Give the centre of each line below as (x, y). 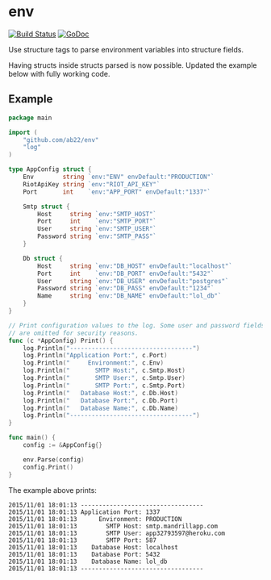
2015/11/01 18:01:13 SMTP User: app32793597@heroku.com (117, 533)
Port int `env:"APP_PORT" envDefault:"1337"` (117, 192)
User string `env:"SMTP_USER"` (97, 229)
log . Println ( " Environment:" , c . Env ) (93, 363)
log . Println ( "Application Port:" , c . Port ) (95, 356)
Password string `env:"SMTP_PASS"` (97, 236)
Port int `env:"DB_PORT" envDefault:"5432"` (126, 273)
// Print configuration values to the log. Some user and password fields (137, 325)
